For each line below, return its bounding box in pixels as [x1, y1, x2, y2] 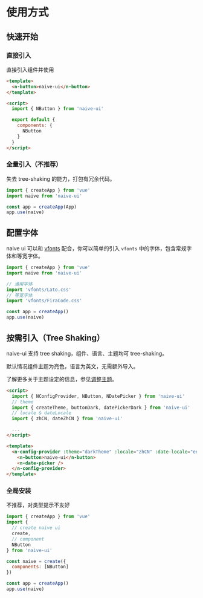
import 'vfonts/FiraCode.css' [6, 297, 83, 304]
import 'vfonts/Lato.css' [6, 287, 71, 293]
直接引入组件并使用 [6, 66, 54, 73]
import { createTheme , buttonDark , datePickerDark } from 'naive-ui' [11, 405, 190, 411]
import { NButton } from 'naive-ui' [11, 106, 104, 112]
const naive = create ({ [6, 558, 66, 564]
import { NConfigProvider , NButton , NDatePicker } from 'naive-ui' [11, 393, 185, 399]
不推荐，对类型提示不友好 [6, 501, 70, 509]
